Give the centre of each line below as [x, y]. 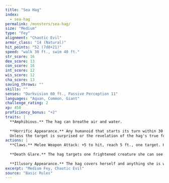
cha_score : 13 [20, 80]
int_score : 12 [20, 71]
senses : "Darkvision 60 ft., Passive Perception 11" [62, 94]
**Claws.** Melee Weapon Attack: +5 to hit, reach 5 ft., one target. [85, 145]
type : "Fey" [18, 33]
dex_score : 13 [20, 61]
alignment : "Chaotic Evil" [33, 38]
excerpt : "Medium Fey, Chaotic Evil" [45, 168]
